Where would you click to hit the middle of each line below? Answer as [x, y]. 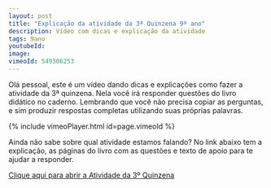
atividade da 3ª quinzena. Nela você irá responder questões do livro [122, 93]
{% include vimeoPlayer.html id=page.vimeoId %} [92, 126]
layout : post [31, 16]
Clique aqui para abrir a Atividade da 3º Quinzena [92, 175]
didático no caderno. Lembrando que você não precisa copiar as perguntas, [136, 102]
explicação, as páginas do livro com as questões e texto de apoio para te [131, 151]
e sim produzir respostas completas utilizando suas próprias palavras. [126, 110]
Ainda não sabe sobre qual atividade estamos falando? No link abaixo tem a [135, 142]
